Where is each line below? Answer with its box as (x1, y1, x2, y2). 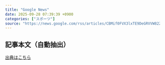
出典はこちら (5, 55, 31, 61)
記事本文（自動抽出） (5, 40, 70, 49)
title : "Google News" (5, 7, 50, 12)
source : (5, 21, 21, 26)
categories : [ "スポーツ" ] (5, 16, 55, 21)
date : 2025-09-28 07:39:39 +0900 (5, 12, 74, 17)
